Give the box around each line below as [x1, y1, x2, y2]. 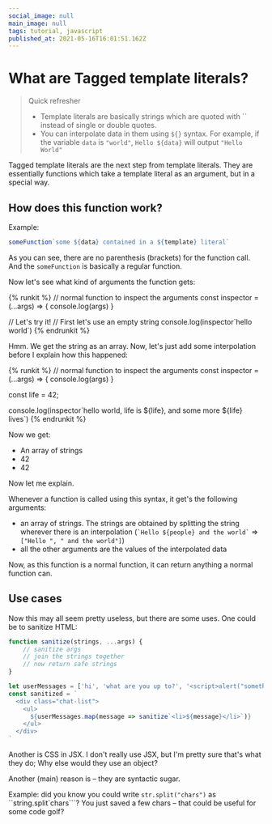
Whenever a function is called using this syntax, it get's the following [8, 494, 238, 503]
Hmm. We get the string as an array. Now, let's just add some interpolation [8, 341, 257, 350]
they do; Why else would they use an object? [8, 758, 158, 768]
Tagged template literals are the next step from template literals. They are [8, 160, 253, 170]
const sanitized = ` [8, 690, 79, 698]
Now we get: [8, 430, 51, 440]
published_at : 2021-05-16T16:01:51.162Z [8, 34, 147, 43]
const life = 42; [8, 389, 59, 399]
